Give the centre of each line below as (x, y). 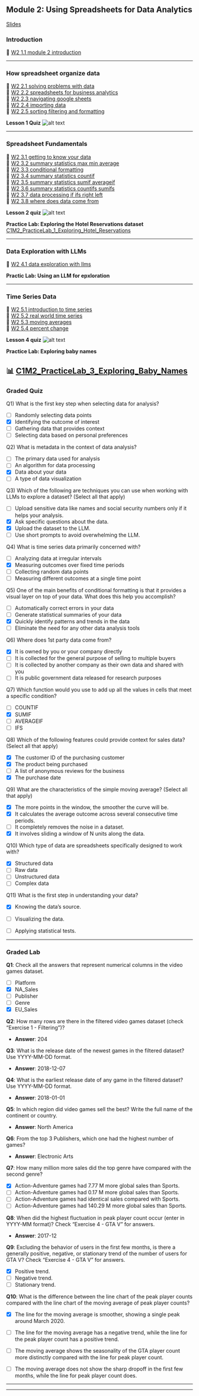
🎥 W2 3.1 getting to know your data (49, 157)
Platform (25, 982)
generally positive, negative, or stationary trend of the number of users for (97, 1253)
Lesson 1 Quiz (24, 123)
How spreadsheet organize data (53, 74)
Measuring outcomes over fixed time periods (69, 565)
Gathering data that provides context (60, 429)
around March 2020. (40, 1321)
